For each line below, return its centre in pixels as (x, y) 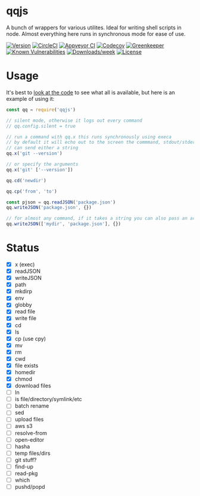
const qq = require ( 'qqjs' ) (41, 110)
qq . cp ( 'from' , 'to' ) (32, 191)
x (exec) (25, 264)
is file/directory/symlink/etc (48, 399)
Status (23, 248)
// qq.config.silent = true (41, 126)
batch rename (32, 406)
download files (33, 386)
